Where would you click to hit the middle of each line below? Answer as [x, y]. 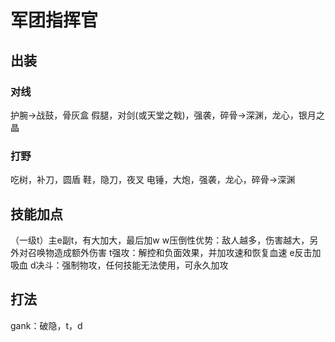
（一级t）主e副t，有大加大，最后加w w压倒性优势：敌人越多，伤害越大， [160, 240]
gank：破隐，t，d [46, 325]
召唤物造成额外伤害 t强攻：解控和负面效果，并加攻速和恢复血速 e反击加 [174, 252]
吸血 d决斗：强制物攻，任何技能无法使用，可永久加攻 [119, 265]
